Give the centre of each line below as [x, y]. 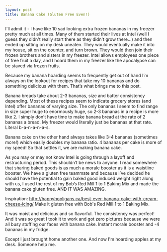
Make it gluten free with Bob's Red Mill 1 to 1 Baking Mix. [92, 204]
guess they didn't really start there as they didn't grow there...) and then [79, 39]
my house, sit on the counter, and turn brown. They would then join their [79, 50]
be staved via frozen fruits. [33, 66]
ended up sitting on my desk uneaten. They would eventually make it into [80, 44]
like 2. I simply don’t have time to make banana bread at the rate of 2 [75, 117]
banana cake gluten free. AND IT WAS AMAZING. [55, 189]
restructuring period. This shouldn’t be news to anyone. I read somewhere [81, 162]
